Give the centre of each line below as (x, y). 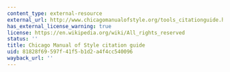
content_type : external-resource (55, 13)
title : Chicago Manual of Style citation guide (76, 45)
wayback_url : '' (30, 58)
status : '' (23, 39)
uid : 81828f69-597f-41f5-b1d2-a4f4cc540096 (70, 52)
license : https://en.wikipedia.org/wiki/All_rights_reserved (96, 33)
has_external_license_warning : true (59, 26)
